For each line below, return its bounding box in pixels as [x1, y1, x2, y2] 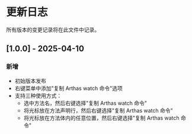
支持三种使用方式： [14, 92, 62, 99]
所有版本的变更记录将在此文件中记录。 [6, 26, 100, 33]
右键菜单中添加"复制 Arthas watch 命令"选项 [14, 84, 123, 92]
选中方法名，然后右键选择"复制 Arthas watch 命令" [23, 99, 147, 107]
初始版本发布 [14, 77, 46, 84]
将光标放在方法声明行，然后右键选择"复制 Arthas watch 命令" [23, 107, 173, 114]
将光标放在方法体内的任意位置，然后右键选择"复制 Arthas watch [23, 114, 180, 122]
